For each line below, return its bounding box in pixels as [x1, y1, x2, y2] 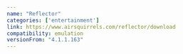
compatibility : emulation [6, 29, 83, 37]
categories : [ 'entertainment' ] [6, 17, 100, 24]
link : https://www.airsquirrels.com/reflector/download [6, 23, 176, 30]
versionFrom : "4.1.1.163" [6, 36, 83, 43]
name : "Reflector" [6, 10, 61, 18]
